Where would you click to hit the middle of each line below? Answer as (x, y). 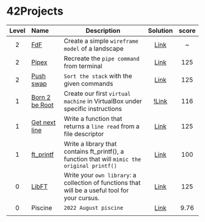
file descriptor (84, 134)
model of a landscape (94, 48)
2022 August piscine (94, 208)
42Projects (35, 11)
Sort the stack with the (98, 76)
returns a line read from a (102, 126)
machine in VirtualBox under (103, 101)
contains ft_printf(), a (94, 151)
